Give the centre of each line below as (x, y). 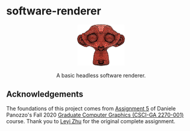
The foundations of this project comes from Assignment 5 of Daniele (91, 109)
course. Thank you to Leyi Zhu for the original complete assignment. (91, 121)
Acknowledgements (45, 94)
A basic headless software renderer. (101, 75)
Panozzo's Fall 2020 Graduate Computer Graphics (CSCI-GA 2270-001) (95, 115)
